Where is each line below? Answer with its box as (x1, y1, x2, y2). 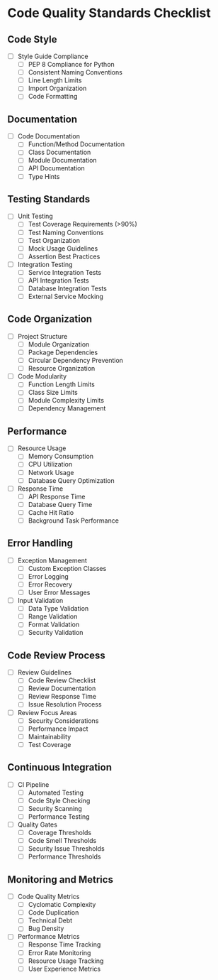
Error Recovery (28, 580, 73, 589)
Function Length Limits (28, 380, 96, 388)
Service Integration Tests (28, 268, 101, 276)
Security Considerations (28, 716, 99, 725)
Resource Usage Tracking (28, 957, 104, 965)
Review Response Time (28, 692, 97, 701)
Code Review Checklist (28, 676, 96, 685)
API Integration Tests (28, 276, 90, 285)
